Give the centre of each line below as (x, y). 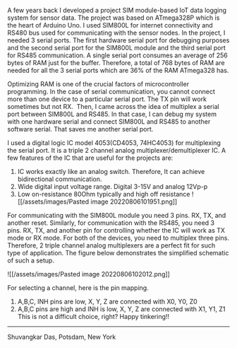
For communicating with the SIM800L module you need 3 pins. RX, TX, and (117, 215)
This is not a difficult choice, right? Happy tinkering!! (93, 317)
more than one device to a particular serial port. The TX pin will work (107, 99)
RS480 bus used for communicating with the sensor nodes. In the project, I (116, 33)
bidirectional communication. (60, 179)
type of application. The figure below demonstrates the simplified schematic (118, 253)
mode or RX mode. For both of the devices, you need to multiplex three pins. (118, 238)
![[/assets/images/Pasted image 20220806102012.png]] (89, 274)
